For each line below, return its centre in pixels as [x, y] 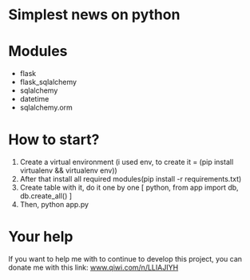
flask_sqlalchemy [48, 82]
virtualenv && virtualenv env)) [68, 170]
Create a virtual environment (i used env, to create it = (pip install [127, 162]
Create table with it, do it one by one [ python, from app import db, [129, 188]
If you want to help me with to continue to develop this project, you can [125, 259]
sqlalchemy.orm [46, 108]
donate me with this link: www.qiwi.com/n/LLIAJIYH [93, 267]
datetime [34, 99]
